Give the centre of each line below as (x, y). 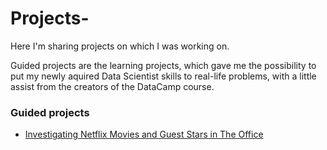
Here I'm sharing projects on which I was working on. (120, 46)
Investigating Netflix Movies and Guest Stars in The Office (144, 134)
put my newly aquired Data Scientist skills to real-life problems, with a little (163, 76)
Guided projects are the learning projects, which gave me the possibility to (163, 65)
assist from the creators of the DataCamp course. (112, 86)
